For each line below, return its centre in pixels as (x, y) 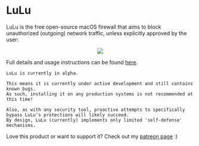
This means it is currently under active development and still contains (100, 83)
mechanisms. (21, 125)
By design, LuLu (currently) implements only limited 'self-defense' (94, 120)
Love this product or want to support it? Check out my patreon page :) (92, 136)
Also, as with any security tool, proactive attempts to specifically (96, 110)
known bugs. (21, 89)
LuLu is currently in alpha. (42, 73)
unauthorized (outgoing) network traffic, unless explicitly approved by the (97, 33)
